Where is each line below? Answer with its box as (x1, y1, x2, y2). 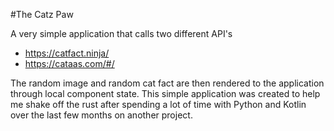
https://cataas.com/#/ (24, 58, 115, 69)
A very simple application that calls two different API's (10, 28, 233, 39)
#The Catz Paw (10, 9, 74, 20)
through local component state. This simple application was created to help (10, 88, 321, 99)
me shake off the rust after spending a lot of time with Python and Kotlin (10, 99, 307, 110)
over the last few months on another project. (10, 109, 193, 121)
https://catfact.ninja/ (24, 47, 110, 59)
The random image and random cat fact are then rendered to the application (10, 77, 325, 89)
